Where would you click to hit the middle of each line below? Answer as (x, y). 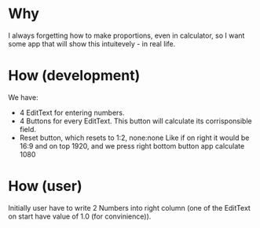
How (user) (45, 186)
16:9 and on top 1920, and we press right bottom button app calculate (132, 145)
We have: (23, 97)
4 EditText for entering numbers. (72, 112)
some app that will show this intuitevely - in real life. (92, 43)
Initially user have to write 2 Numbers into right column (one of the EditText (130, 208)
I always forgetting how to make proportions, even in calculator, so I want (126, 35)
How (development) (74, 76)
